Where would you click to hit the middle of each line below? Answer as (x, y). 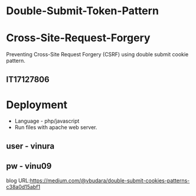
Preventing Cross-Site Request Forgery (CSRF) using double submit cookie (97, 54)
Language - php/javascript (47, 121)
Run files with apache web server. (56, 127)
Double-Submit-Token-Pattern (83, 11)
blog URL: (18, 180)
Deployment (37, 105)
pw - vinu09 (29, 166)
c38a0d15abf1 (23, 187)
